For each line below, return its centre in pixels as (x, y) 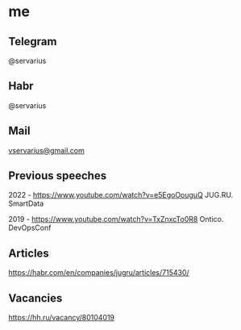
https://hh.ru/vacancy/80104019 (62, 318)
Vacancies (35, 298)
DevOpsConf (30, 228)
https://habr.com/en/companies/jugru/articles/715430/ (99, 273)
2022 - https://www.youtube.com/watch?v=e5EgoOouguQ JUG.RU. (121, 195)
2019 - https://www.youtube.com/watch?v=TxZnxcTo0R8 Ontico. (116, 219)
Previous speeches (58, 176)
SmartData (26, 203)
